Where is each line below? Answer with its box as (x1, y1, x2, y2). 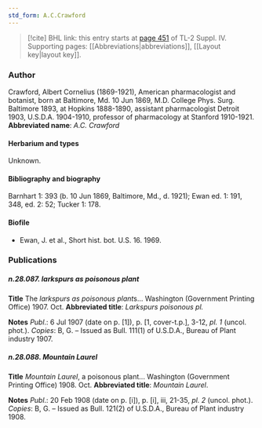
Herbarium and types (8, 138, 80, 148)
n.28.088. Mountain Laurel (8, 353, 98, 362)
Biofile (8, 218, 30, 227)
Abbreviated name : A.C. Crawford (8, 120, 120, 130)
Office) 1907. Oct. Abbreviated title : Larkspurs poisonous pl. (8, 302, 204, 312)
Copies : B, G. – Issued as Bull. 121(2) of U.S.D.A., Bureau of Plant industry (8, 404, 245, 413)
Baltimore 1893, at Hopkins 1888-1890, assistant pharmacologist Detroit (8, 104, 240, 113)
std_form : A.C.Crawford (8, 11, 86, 20)
